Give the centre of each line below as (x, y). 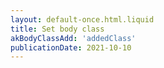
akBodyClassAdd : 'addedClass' (73, 38)
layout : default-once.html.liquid (82, 19)
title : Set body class (57, 29)
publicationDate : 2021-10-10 (71, 47)
